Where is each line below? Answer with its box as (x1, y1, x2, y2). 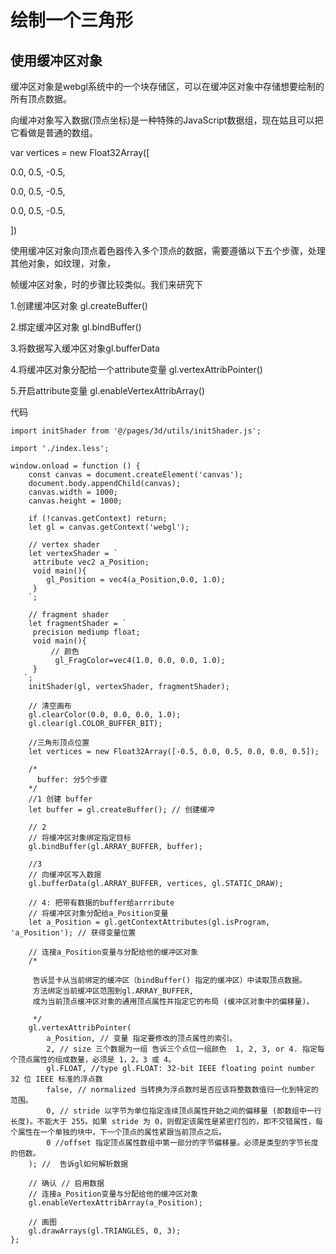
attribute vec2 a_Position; (32, 557, 150, 567)
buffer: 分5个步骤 (36, 775, 108, 785)
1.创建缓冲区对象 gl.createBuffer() (10, 300, 148, 311)
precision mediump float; (32, 627, 141, 637)
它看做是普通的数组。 (10, 127, 98, 138)
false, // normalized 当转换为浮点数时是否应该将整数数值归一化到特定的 (46, 1085, 319, 1095)
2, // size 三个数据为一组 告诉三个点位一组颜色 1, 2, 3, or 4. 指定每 (46, 1044, 325, 1054)
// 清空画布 (28, 701, 72, 711)
